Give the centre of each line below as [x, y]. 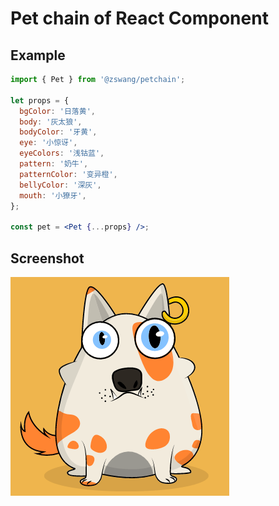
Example [38, 55]
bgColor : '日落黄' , [57, 111]
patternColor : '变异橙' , [68, 174]
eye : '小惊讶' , [48, 143]
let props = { [40, 100]
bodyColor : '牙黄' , [58, 132]
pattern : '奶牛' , [54, 164]
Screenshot [47, 258]
